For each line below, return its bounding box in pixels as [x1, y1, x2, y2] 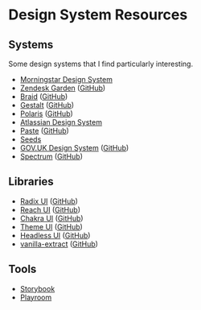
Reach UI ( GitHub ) [19, 205, 80, 214]
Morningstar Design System [19, 75, 113, 84]
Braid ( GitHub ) [19, 92, 68, 101]
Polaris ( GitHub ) [19, 109, 74, 118]
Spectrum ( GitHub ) [19, 151, 83, 161]
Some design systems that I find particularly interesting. [8, 59, 194, 68]
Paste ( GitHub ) [19, 126, 70, 135]
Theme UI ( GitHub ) [19, 221, 83, 231]
